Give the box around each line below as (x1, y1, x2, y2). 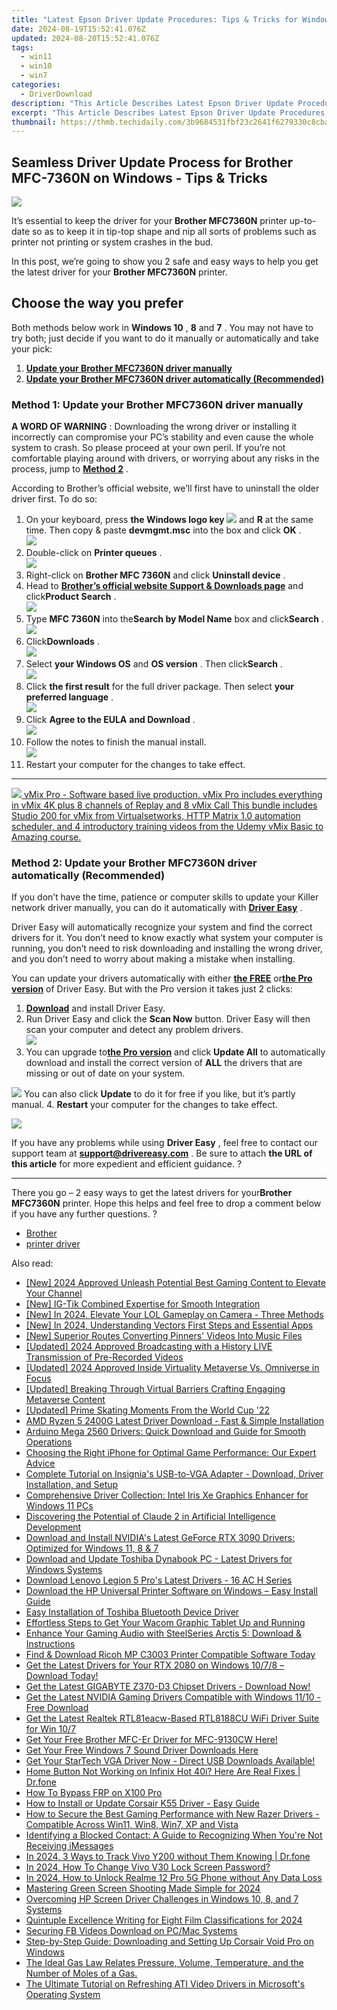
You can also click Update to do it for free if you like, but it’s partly (23, 1088, 296, 1100)
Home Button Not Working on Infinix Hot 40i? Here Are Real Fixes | (25, 1766, 301, 1778)
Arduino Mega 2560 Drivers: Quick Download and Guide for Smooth (25, 1426, 307, 1438)
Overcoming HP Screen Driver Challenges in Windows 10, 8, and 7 (25, 1893, 299, 1905)
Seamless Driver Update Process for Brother (11, 154, 294, 171)
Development (25, 1521, 82, 1533)
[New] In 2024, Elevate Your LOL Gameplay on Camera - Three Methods (25, 1309, 324, 1321)
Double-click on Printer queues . (25, 547, 163, 559)
